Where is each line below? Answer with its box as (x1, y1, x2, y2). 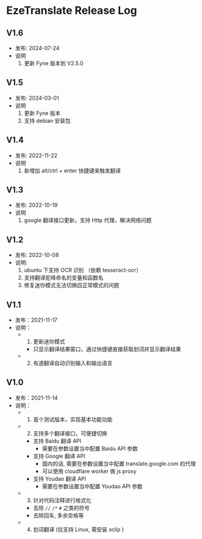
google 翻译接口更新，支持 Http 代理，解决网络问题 (24, 217, 152, 224)
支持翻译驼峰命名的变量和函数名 (24, 274, 104, 281)
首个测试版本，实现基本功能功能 (33, 416, 113, 423)
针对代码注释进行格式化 (33, 497, 92, 504)
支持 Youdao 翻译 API (33, 475, 86, 482)
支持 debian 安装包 (24, 117, 71, 124)
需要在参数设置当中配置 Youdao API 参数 (42, 482, 143, 490)
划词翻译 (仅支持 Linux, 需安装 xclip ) (33, 526, 124, 533)
